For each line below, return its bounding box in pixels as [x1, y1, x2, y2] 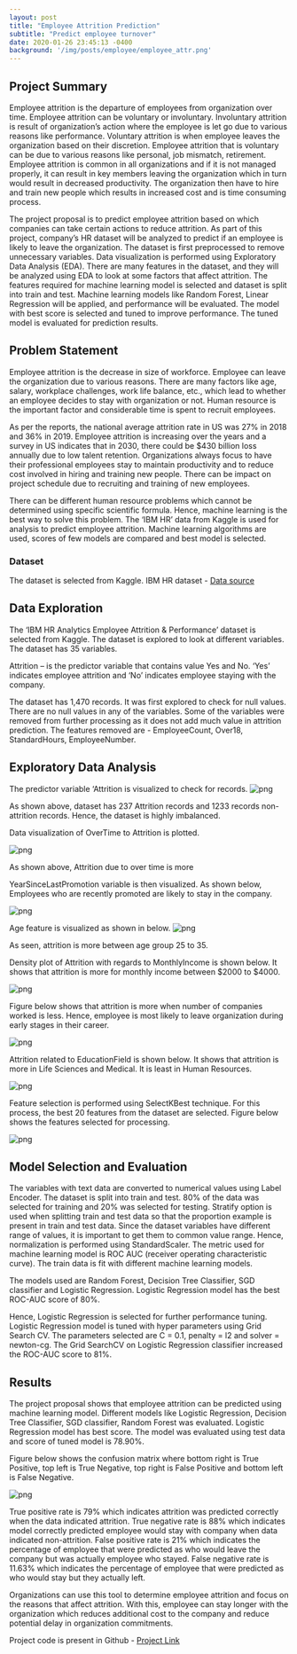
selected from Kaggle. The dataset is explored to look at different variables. [9, 633, 285, 644]
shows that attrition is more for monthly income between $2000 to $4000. [9, 966, 281, 976]
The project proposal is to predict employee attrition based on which [9, 214, 260, 224]
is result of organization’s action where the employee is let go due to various [9, 121, 288, 131]
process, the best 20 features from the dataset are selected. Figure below [9, 1107, 279, 1117]
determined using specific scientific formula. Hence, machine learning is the [9, 505, 288, 515]
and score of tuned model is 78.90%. [9, 1436, 145, 1446]
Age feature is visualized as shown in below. [9, 922, 171, 933]
